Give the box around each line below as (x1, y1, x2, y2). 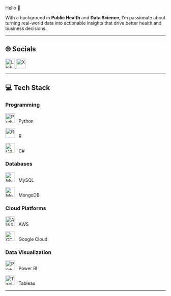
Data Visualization (5, 249, 52, 256)
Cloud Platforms (5, 205, 46, 212)
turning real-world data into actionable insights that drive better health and (5, 20, 162, 26)
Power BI (18, 266, 38, 272)
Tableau (18, 280, 36, 286)
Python (18, 118, 34, 124)
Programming (5, 102, 40, 109)
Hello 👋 (5, 5, 20, 11)
